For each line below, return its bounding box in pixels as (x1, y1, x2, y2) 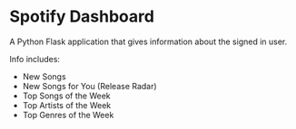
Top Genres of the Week (22, 109, 114, 120)
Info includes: (9, 53, 61, 64)
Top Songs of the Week (22, 90, 111, 101)
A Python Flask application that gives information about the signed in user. (9, 36, 288, 47)
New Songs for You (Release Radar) (22, 80, 157, 91)
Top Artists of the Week (22, 99, 112, 110)
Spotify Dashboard (9, 6, 154, 27)
